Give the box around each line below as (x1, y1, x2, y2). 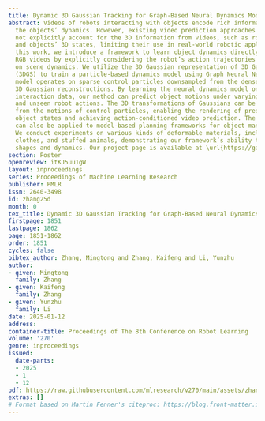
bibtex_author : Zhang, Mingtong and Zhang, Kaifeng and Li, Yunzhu (8, 254, 235, 261)
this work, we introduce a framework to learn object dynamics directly (15, 48, 259, 56)
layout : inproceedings (8, 166, 83, 174)
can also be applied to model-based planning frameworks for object (15, 122, 245, 130)
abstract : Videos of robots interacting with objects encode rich (8, 19, 231, 27)
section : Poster (8, 151, 62, 159)
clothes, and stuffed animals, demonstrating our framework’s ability (15, 136, 252, 145)
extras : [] (8, 393, 44, 401)
